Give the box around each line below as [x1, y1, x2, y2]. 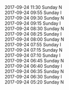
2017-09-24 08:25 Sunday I [4, 31, 62, 37]
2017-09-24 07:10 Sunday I [4, 52, 61, 58]
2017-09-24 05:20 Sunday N [4, 79, 64, 85]
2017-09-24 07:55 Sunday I [4, 42, 61, 47]
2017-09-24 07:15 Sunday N [4, 47, 63, 53]
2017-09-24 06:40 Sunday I [4, 63, 62, 69]
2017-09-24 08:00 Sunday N [4, 36, 64, 42]
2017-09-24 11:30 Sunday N [4, 5, 62, 10]
